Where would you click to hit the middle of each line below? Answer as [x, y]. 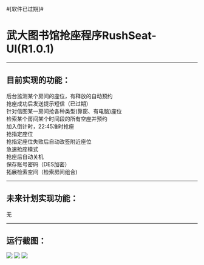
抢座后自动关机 [25, 156]
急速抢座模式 [22, 149]
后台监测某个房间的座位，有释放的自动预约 [59, 96]
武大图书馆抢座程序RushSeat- [81, 36]
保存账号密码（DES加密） [38, 164]
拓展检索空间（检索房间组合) [42, 172]
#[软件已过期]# [25, 9]
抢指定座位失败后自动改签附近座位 [49, 141]
